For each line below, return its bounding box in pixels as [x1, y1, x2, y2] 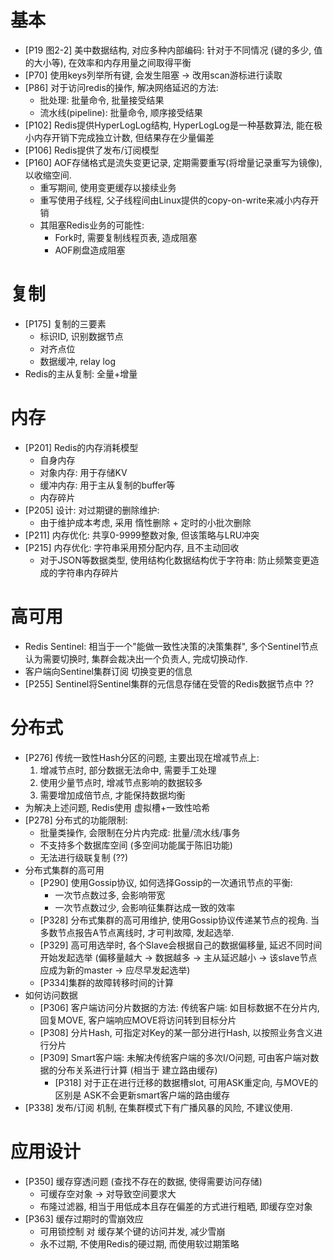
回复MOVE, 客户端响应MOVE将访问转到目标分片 [39, 1014, 237, 1026]
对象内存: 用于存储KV [39, 466, 128, 478]
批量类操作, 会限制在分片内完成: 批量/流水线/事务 [39, 826, 241, 838]
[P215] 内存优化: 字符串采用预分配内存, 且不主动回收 [24, 541, 240, 553]
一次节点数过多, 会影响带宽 [54, 889, 166, 901]
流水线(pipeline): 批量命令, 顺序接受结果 [39, 106, 203, 118]
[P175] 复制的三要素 [24, 317, 107, 330]
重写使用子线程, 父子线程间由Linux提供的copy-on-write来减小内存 [39, 194, 311, 206]
